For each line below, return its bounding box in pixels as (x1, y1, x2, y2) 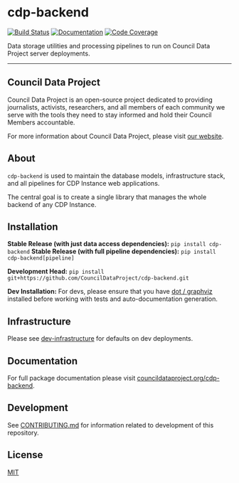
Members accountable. (7, 118, 75, 127)
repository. (7, 428, 39, 437)
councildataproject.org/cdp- (137, 374, 220, 382)
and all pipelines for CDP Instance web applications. (7, 179, 160, 187)
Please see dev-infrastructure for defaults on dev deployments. (7, 334, 193, 343)
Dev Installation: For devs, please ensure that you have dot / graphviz (7, 287, 213, 296)
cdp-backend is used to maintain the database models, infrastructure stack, (7, 171, 225, 180)
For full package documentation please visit (7, 374, 136, 382)
